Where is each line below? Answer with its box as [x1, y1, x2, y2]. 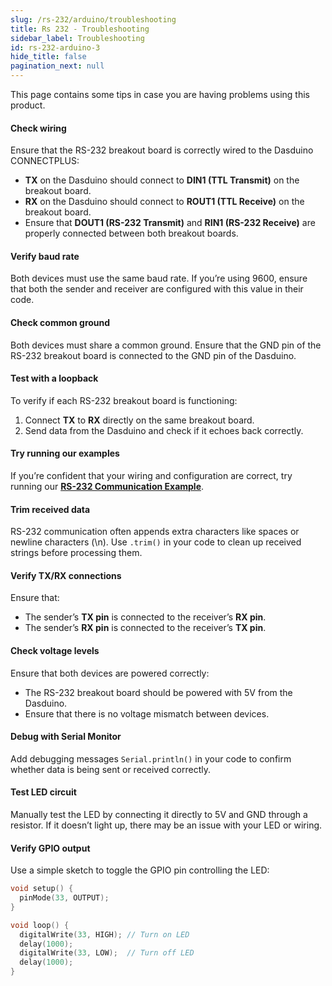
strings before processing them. [10, 547, 143, 559]
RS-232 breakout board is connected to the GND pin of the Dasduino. [10, 349, 297, 361]
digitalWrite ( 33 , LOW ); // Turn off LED [19, 948, 195, 958]
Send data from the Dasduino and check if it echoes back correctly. [24, 424, 304, 436]
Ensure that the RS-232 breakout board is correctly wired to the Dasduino [10, 144, 314, 156]
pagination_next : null [10, 61, 105, 71]
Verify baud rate [10, 250, 80, 262]
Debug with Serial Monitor [10, 731, 122, 743]
